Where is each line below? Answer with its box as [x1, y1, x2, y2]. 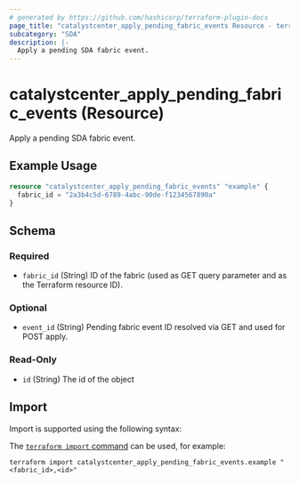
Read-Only [9, 353, 58, 366]
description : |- [9, 37, 69, 47]
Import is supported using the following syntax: [9, 423, 182, 434]
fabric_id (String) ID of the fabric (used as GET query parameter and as [21, 270, 287, 281]
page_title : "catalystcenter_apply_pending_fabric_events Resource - [9, 21, 273, 30]
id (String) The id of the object [21, 374, 135, 384]
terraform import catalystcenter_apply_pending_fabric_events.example [9, 457, 277, 467]
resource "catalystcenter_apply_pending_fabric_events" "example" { [9, 181, 269, 191]
